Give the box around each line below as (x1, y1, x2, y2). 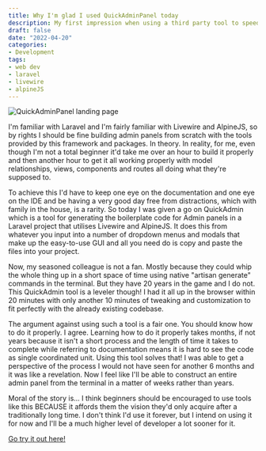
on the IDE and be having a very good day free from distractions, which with (8, 196, 257, 206)
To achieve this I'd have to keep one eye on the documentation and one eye (8, 188, 255, 198)
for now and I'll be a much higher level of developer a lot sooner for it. (8, 419, 236, 428)
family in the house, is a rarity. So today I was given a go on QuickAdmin (8, 205, 244, 214)
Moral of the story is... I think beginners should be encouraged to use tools (8, 393, 252, 404)
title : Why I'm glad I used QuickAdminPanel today (8, 11, 179, 20)
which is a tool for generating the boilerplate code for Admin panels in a (8, 213, 242, 222)
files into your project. (8, 247, 80, 256)
